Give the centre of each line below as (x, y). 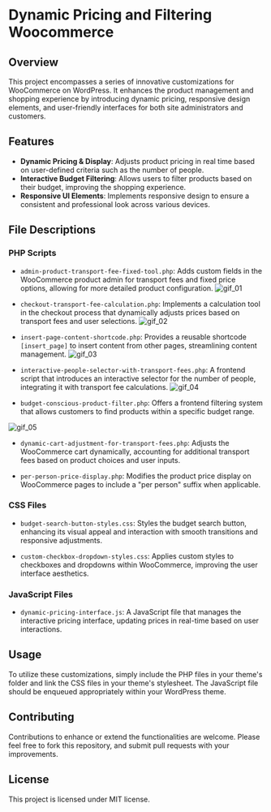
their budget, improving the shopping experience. (103, 187)
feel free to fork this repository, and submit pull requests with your (119, 745)
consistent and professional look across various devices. (115, 204)
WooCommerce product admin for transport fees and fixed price (128, 279)
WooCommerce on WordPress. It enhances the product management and (131, 90)
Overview (34, 62)
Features (31, 142)
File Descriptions (52, 230)
